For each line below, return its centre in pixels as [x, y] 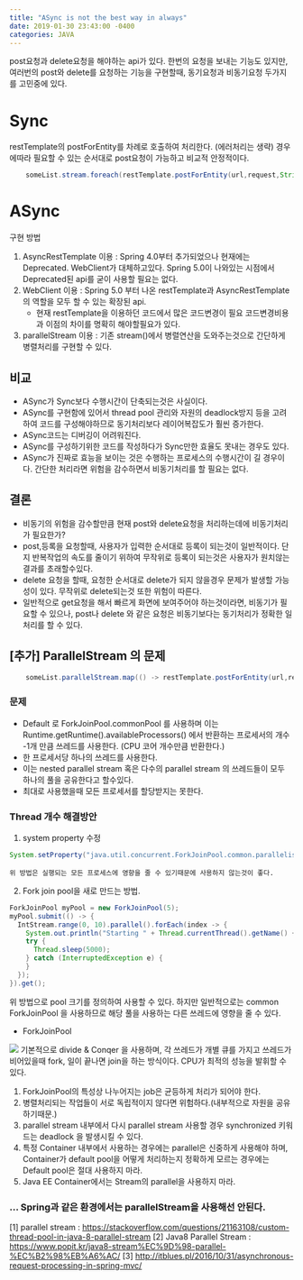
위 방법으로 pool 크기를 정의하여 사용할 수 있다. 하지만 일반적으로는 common [144, 1001]
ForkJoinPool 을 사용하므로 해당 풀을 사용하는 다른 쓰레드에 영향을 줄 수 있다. [145, 1013]
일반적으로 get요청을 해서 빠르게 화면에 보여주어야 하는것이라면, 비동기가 [150, 602]
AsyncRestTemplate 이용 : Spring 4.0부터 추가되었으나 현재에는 [136, 257]
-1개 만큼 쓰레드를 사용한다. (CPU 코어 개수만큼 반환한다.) [124, 745]
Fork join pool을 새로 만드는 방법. [82, 891]
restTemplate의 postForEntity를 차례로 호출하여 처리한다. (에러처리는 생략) [142, 147]
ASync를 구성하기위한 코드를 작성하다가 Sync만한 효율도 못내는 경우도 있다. [156, 446]
